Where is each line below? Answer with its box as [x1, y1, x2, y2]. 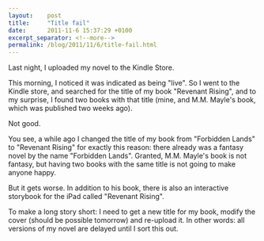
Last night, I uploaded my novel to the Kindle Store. [8, 63, 175, 72]
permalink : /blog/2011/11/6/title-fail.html [8, 41, 157, 49]
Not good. [8, 119, 41, 128]
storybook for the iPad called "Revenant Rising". [8, 192, 164, 201]
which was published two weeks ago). [8, 104, 133, 113]
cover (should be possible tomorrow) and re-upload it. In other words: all [8, 216, 245, 225]
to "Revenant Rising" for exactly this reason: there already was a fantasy [8, 143, 243, 152]
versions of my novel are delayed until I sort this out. [8, 224, 179, 234]
